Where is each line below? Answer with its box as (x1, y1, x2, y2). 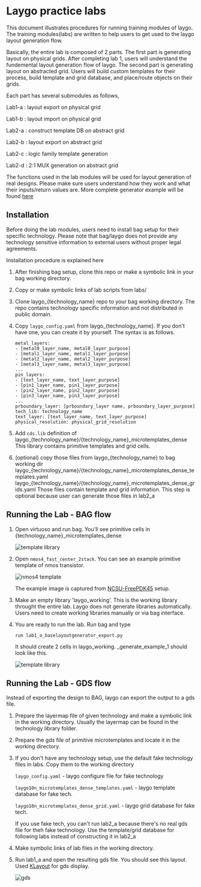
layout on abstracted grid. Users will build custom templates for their (6, 67, 176, 74)
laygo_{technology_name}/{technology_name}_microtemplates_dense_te (14, 466, 195, 474)
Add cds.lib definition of (14, 429, 77, 436)
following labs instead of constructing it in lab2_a (14, 833, 136, 840)
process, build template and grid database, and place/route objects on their (6, 74, 193, 81)
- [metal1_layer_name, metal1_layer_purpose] (14, 350, 131, 356)
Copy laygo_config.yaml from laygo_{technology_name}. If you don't (14, 322, 185, 329)
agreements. (6, 245, 38, 252)
